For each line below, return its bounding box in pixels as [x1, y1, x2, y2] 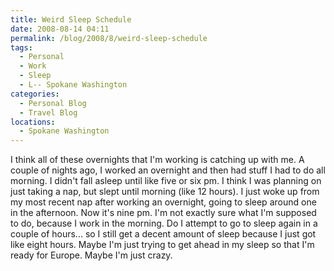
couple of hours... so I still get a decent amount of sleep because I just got [10, 228, 317, 240]
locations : [10, 117, 56, 127]
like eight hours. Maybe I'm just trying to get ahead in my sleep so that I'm [10, 239, 315, 251]
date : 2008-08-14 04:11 [10, 24, 110, 34]
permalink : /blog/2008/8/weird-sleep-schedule [10, 33, 208, 43]
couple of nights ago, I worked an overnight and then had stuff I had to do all [10, 164, 326, 176]
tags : [10, 42, 33, 53]
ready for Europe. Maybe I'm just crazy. [10, 249, 173, 261]
